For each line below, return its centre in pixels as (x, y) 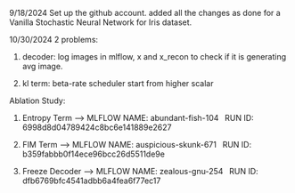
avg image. (42, 66)
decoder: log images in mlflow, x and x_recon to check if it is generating (154, 56)
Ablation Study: (37, 101)
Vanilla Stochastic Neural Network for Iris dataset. (101, 22)
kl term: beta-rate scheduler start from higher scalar (118, 83)
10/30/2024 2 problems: (54, 40)
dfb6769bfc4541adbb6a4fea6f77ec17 (91, 181)
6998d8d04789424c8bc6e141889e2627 (97, 127)
